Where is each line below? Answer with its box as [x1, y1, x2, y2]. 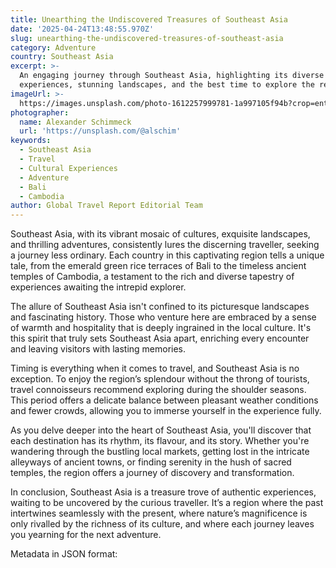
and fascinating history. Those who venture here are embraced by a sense [10, 311, 317, 323]
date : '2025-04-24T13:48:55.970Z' [10, 24, 155, 34]
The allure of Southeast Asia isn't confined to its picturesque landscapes [10, 301, 310, 313]
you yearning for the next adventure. [10, 529, 162, 541]
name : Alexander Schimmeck [19, 117, 132, 127]
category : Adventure [10, 42, 97, 53]
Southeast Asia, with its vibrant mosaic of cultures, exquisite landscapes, [10, 228, 311, 240]
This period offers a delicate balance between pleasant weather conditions [10, 394, 319, 406]
